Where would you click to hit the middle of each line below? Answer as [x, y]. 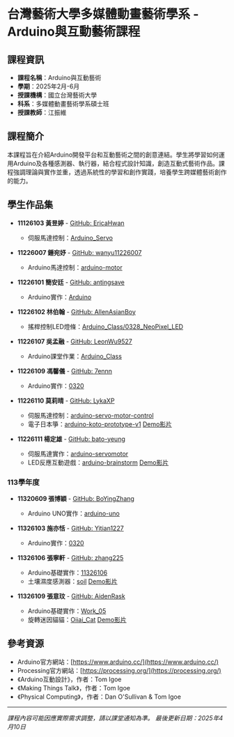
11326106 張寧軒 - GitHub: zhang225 [70, 557]
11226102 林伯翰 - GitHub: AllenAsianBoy [76, 311]
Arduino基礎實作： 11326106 [68, 573]
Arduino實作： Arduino [60, 297]
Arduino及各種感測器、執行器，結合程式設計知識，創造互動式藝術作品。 [116, 163]
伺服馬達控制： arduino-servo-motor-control [91, 415]
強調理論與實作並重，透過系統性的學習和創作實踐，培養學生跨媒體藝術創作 [120, 172]
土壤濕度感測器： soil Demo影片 [73, 581]
